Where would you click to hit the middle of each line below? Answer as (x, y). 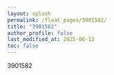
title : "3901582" (32, 26)
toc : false (23, 46)
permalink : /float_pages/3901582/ (57, 20)
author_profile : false (40, 33)
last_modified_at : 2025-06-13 (51, 40)
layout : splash (29, 14)
